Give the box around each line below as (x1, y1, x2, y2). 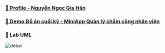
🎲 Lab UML (5, 31, 32, 38)
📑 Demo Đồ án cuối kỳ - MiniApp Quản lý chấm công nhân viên (5, 17, 160, 24)
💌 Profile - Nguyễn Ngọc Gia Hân (5, 4, 86, 11)
